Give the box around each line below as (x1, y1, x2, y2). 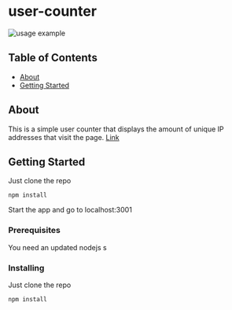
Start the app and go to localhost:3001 (8, 205, 132, 215)
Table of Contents (8, 51, 98, 65)
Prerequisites (8, 225, 61, 236)
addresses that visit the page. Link (8, 132, 120, 142)
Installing (8, 262, 45, 273)
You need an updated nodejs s (8, 242, 108, 252)
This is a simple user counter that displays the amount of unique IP (8, 124, 224, 134)
